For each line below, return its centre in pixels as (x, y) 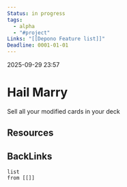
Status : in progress (37, 13)
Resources (30, 133)
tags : (15, 20)
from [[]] (21, 178)
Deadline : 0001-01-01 (38, 45)
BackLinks (30, 156)
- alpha (24, 26)
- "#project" (32, 33)
